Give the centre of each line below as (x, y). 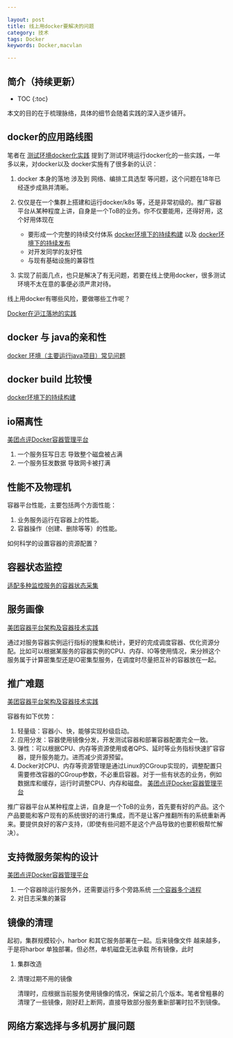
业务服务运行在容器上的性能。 (60, 520)
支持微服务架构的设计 (53, 857)
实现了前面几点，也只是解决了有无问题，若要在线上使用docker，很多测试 (121, 275)
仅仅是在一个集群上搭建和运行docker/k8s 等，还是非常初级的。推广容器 (119, 202)
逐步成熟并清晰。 (48, 187)
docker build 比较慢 (50, 379)
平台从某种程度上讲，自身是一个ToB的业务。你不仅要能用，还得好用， (117, 211)
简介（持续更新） (44, 82)
